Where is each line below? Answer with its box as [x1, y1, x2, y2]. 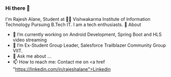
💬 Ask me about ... [12, 53, 52, 59]
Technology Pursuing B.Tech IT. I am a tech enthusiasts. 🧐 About [5, 21, 141, 28]
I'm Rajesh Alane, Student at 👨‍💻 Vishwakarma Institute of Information [5, 16, 151, 22]
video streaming [12, 37, 47, 43]
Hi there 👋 [5, 5, 31, 12]
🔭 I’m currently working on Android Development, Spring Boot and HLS [12, 32, 162, 38]
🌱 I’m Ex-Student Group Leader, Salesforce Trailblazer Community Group [12, 42, 166, 48]
